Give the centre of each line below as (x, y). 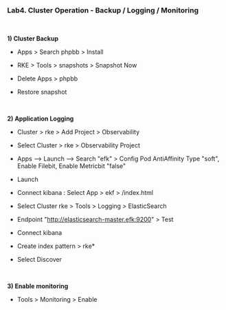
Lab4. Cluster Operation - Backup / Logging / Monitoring (103, 10)
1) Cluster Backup (33, 39)
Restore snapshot (42, 92)
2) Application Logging (41, 118)
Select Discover (39, 260)
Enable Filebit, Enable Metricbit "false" (71, 166)
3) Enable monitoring (38, 286)
